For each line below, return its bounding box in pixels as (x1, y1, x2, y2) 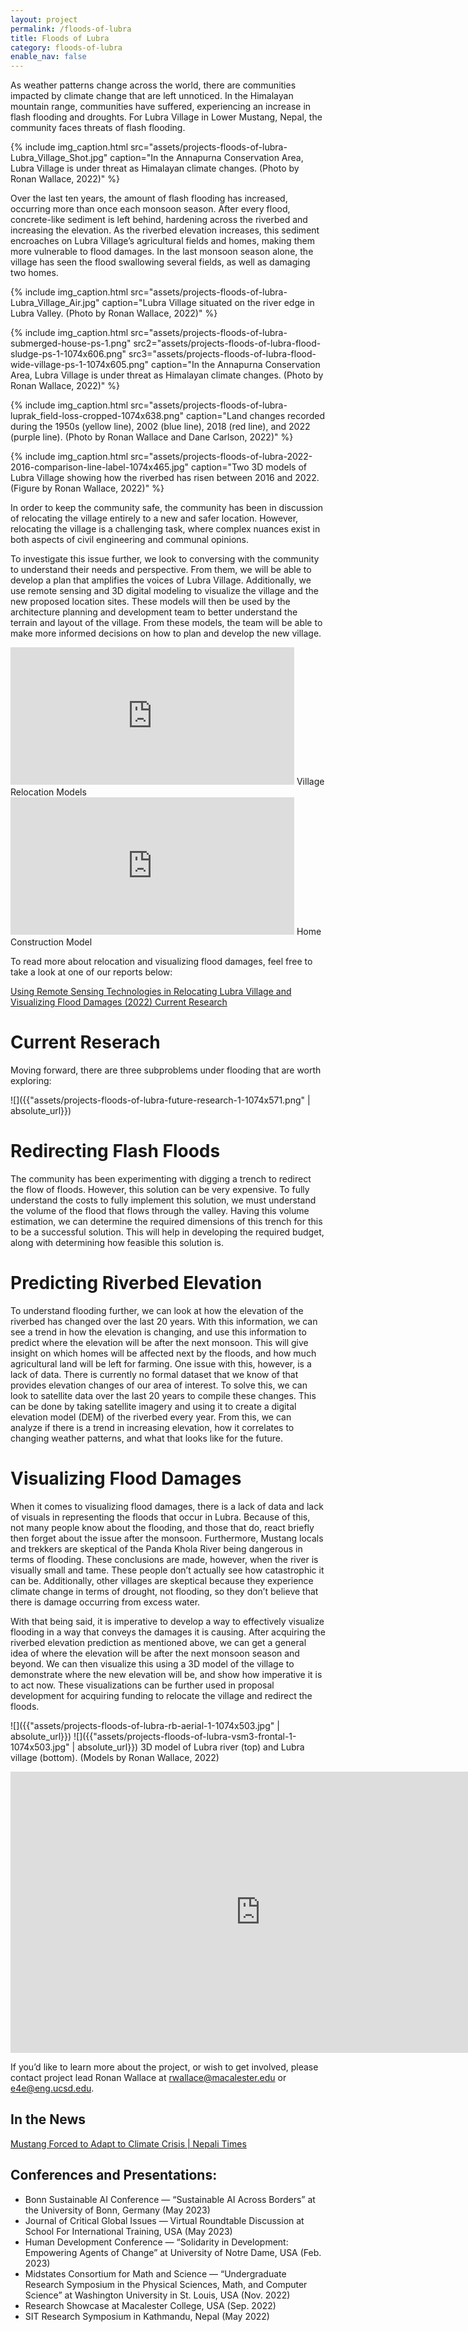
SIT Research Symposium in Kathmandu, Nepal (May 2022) (24, 2310, 270, 2322)
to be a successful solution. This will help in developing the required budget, (10, 1226, 325, 1238)
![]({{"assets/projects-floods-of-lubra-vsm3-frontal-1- (73, 1730, 297, 1742)
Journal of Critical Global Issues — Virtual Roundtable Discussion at (24, 2214, 305, 2226)
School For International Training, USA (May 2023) (24, 2225, 233, 2237)
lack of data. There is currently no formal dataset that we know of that (10, 1368, 299, 1380)
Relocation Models (10, 786, 87, 798)
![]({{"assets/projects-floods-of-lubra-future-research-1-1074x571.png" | (10, 1094, 311, 1106)
